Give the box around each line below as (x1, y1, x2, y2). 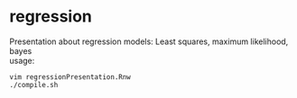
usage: (9, 55, 35, 66)
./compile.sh (9, 80, 59, 89)
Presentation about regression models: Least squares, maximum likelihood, (9, 36, 289, 47)
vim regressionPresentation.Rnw (9, 72, 131, 82)
